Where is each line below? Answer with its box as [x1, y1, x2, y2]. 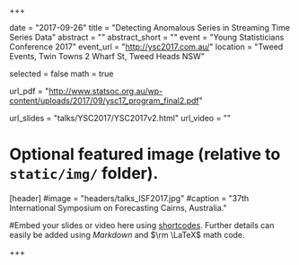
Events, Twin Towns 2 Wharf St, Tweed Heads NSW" [9, 51, 205, 61]
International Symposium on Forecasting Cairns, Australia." [9, 202, 227, 213]
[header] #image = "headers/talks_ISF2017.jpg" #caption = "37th [9, 192, 250, 203]
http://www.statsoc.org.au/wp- [48, 86, 163, 96]
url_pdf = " [9, 86, 49, 96]
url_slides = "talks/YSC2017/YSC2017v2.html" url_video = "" [9, 113, 232, 123]
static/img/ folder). [9, 163, 159, 184]
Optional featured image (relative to [9, 145, 281, 164]
